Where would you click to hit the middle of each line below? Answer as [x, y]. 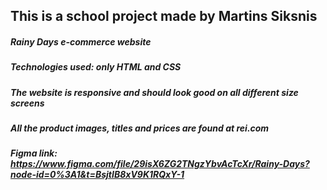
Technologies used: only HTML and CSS [96, 67]
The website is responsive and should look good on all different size [154, 92]
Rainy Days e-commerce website [81, 41]
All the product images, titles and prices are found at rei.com [140, 128]
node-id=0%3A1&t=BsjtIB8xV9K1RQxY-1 [97, 175]
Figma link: [34, 153]
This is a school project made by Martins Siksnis [164, 16]
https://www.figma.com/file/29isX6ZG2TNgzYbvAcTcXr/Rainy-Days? [160, 164]
